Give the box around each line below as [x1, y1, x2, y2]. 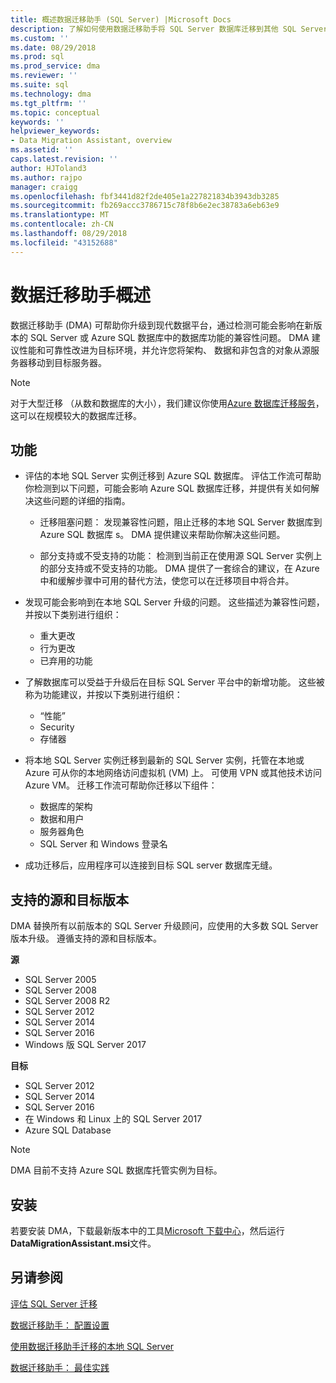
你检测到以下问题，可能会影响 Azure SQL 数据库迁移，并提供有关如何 [24, 482, 312, 495]
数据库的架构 [39, 801, 93, 813]
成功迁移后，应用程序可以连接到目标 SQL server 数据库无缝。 [24, 859, 278, 871]
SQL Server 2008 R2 [24, 995, 111, 1007]
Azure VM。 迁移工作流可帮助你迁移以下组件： [24, 779, 218, 791]
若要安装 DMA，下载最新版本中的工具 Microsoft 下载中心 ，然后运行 [10, 1225, 285, 1236]
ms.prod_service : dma [10, 61, 101, 71]
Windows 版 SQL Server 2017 [24, 1039, 147, 1051]
